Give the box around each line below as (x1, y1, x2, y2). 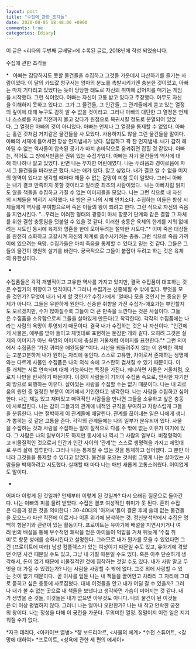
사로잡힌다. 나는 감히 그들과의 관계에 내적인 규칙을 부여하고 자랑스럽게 (12, 403, 171, 410)
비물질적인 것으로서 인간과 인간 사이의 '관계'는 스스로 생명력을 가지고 (12, 439, 169, 446)
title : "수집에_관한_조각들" (6, 14, 67, 20)
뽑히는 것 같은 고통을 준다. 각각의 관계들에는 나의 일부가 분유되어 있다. (12, 417, 171, 424)
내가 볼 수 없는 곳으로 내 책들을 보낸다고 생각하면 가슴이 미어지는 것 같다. (12, 587, 177, 594)
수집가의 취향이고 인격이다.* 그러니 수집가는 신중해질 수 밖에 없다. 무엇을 (12, 286, 177, 293)
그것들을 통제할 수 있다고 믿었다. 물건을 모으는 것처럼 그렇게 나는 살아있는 (16, 454, 184, 461)
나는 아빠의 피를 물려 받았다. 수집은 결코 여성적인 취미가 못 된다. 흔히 (13, 499, 170, 506)
